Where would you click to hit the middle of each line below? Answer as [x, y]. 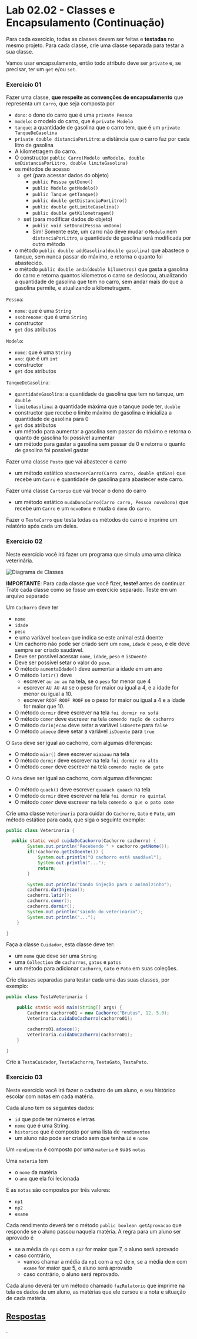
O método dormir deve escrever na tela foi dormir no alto [86, 760]
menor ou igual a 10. [48, 694]
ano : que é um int [36, 359]
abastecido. [29, 263]
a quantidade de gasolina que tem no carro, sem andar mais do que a [99, 282]
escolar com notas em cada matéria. [50, 1096]
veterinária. [20, 561]
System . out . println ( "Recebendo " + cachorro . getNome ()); [98, 846]
